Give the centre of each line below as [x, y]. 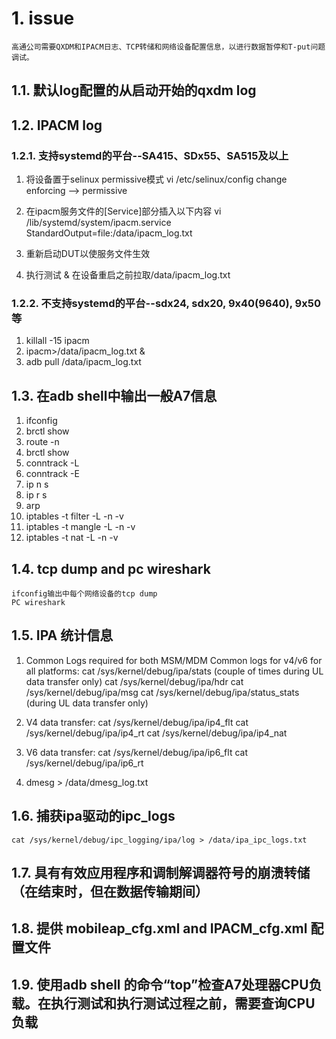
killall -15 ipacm [57, 341]
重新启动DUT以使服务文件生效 [88, 254]
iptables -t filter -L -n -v [74, 516]
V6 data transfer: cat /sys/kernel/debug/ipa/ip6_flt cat [136, 752]
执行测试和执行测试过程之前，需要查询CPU [183, 1003]
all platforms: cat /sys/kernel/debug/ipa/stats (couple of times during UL [174, 671]
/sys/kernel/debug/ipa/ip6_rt [84, 763]
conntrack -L [52, 463]
